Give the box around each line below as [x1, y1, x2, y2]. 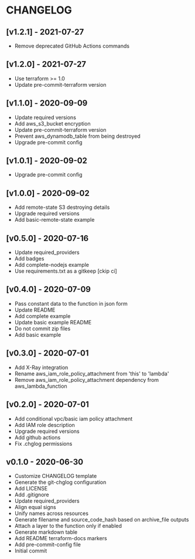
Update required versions [14, 114, 76, 121]
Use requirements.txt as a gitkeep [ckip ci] [14, 267, 117, 275]
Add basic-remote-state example [14, 216, 95, 223]
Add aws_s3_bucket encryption [14, 120, 91, 127]
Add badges [14, 255, 45, 262]
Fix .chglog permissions [14, 440, 73, 447]
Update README [14, 306, 56, 313]
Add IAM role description [14, 421, 75, 428]
